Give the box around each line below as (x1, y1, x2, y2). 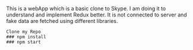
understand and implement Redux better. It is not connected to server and (6, 11, 187, 18)
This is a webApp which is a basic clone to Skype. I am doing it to (6, 5, 166, 12)
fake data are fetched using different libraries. (6, 18, 118, 24)
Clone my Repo (6, 29, 42, 35)
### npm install (6, 34, 46, 40)
